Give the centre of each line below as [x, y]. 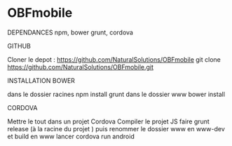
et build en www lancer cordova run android [71, 136]
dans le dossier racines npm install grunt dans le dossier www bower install [116, 94]
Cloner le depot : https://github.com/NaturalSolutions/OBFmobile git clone [114, 59]
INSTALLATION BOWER [41, 80]
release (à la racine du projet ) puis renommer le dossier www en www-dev [116, 128]
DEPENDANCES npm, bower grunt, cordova [70, 32]
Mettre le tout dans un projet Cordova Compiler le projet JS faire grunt [109, 121]
